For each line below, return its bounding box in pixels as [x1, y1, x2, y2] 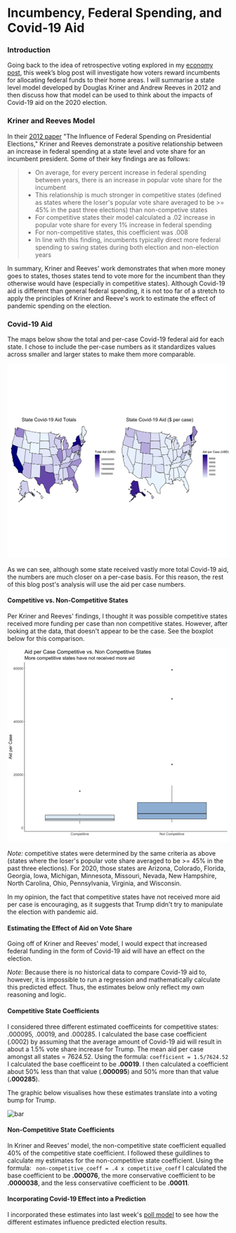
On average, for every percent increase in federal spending [34, 168, 207, 177]
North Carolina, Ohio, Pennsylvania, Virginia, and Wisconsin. [7, 879, 182, 888]
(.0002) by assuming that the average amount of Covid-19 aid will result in [7, 1037, 222, 1046]
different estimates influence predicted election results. [7, 1218, 167, 1227]
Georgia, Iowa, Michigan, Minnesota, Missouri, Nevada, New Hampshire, [7, 872, 217, 880]
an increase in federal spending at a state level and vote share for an [7, 146, 206, 156]
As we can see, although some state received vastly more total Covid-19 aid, [7, 565, 229, 573]
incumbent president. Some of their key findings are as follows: [7, 154, 190, 163]
